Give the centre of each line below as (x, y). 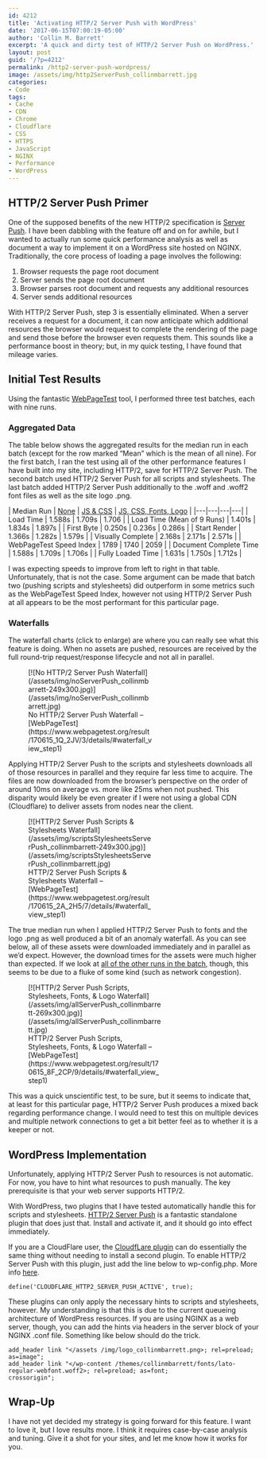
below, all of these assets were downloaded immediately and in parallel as (130, 947)
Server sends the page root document (82, 280)
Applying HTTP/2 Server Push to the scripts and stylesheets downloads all (130, 764)
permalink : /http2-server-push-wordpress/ (79, 68)
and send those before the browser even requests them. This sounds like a (131, 337)
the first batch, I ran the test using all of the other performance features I (127, 461)
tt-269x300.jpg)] (56, 1013)
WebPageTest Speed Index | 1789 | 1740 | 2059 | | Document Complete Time (133, 545)
